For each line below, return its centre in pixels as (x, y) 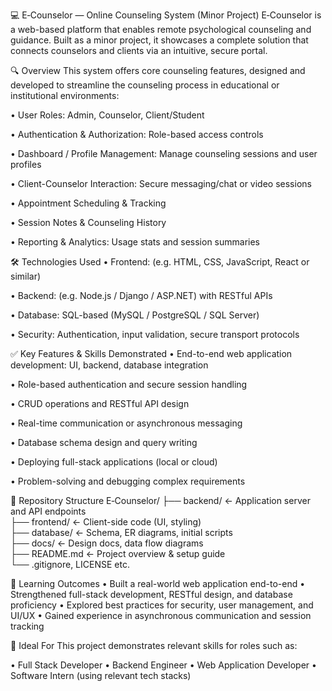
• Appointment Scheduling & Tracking (88, 203)
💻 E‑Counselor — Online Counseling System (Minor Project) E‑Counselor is (166, 15)
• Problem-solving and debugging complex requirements (128, 481)
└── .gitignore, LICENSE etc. (70, 564)
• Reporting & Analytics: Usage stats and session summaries (135, 242)
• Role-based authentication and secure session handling (129, 384)
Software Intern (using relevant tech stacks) (101, 675)
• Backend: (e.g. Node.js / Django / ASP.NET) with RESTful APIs (141, 295)
